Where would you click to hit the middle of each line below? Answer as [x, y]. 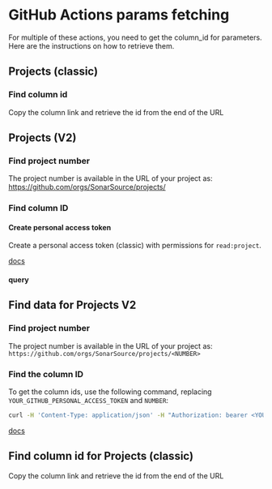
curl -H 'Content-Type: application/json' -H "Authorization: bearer [128, 415]
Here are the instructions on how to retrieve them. [91, 45]
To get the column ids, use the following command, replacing [110, 392]
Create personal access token [60, 227]
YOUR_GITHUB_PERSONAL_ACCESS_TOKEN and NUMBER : [88, 401]
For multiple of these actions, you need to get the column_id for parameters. [135, 37]
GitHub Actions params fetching [119, 15]
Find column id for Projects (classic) [101, 456]
